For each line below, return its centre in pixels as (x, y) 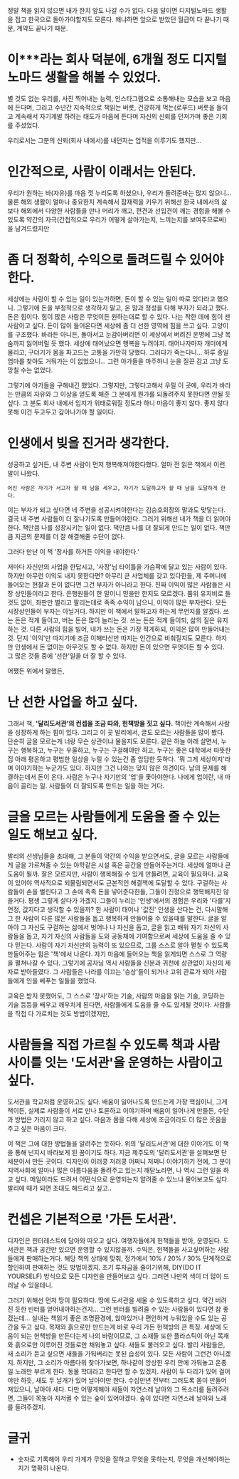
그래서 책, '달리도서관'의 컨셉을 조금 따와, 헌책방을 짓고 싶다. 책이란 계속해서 (112, 723)
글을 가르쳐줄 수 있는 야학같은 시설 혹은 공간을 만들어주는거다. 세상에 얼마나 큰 (123, 864)
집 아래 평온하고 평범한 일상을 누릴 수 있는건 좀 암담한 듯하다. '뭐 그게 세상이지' (116, 759)
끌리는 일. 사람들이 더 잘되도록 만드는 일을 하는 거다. (92, 785)
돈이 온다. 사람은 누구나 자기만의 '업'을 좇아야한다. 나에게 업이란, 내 (131, 777)
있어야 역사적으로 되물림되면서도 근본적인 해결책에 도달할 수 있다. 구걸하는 (117, 882)
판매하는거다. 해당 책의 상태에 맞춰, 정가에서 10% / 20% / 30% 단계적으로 (129, 1258)
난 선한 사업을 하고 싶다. (73, 702)
